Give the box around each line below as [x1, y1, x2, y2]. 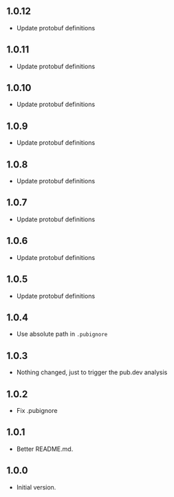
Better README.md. [16, 445, 74, 453]
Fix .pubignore [16, 406, 58, 414]
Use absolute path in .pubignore [16, 330, 108, 338]
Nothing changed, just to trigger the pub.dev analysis [16, 368, 168, 376]
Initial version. [16, 483, 56, 491]
